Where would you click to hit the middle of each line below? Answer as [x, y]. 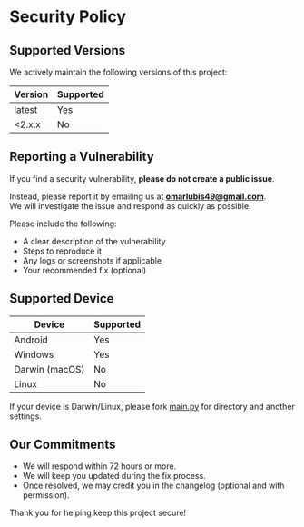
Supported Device [62, 298]
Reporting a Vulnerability [82, 157]
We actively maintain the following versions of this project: [118, 72]
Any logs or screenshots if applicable [92, 260]
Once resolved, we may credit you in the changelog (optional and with [153, 486]
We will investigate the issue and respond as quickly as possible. [130, 205]
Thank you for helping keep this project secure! [98, 513]
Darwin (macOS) [49, 369]
